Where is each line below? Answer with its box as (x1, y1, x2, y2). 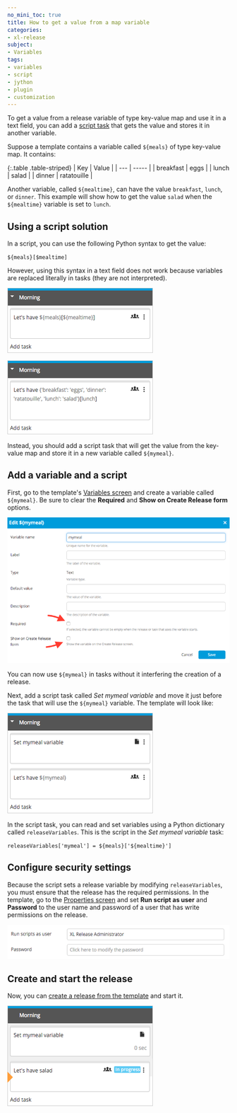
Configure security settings (7, 862, 132, 874)
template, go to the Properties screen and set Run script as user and (7, 895, 208, 904)
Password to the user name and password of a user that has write (7, 903, 200, 911)
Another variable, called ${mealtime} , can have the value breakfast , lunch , (7, 185, 223, 194)
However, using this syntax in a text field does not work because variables (7, 266, 224, 275)
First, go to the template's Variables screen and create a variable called (7, 488, 214, 497)
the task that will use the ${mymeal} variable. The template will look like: (7, 698, 214, 707)
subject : (7, 41, 33, 49)
